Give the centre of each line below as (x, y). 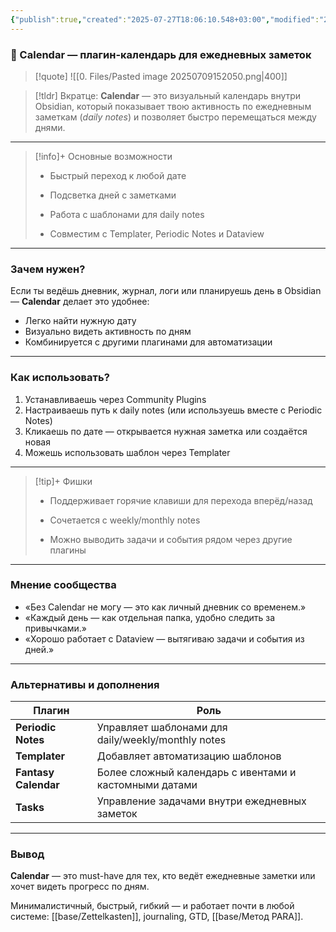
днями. (50, 127)
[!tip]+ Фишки (63, 481)
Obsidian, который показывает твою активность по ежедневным (173, 106)
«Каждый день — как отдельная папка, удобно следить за (150, 617)
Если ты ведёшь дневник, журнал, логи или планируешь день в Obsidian (166, 291)
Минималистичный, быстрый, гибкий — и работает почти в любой (152, 906)
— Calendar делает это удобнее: (80, 302)
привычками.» (55, 628)
